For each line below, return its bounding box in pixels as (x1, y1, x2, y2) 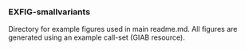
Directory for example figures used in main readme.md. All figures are (8, 25, 238, 34)
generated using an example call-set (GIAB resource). (8, 33, 185, 42)
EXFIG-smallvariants (8, 6, 90, 17)
